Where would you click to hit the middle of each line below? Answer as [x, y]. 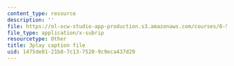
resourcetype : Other [37, 39]
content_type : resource [42, 13]
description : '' [31, 20]
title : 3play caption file [46, 45]
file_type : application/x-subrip [56, 33]
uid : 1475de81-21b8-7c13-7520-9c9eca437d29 [71, 52]
